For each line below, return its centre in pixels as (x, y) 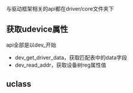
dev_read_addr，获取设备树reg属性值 (61, 65)
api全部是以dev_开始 (31, 45)
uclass (19, 84)
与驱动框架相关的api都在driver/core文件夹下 (60, 9)
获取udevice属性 (37, 30)
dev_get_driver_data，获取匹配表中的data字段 (71, 57)
